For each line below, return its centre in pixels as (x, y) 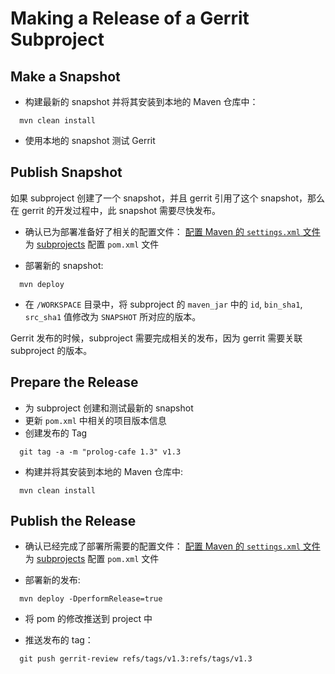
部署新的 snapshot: (64, 265)
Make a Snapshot (65, 76)
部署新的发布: (52, 580)
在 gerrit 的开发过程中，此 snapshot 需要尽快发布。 (116, 210)
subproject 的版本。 (51, 350)
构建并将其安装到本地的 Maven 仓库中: (104, 471)
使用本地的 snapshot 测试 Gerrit (90, 140)
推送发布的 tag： (59, 640)
